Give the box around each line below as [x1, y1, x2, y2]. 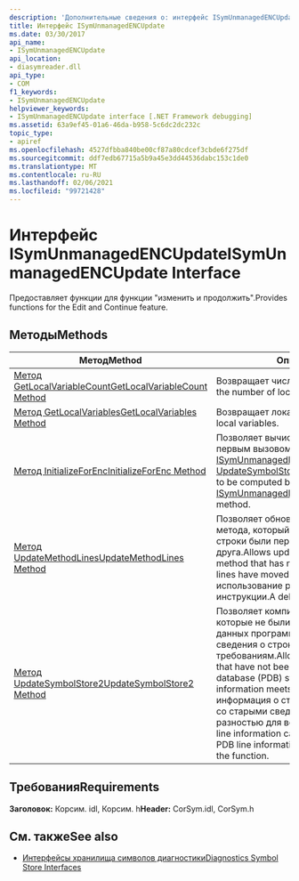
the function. [215, 749, 270, 762]
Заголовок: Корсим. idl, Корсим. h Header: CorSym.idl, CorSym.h [9, 803, 255, 814]
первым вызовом [215, 442, 292, 455]
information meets [215, 683, 293, 695]
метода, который [215, 523, 290, 536]
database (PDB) [215, 671, 283, 683]
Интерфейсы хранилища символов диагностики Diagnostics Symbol [21, 853, 279, 863]
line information [215, 727, 282, 740]
